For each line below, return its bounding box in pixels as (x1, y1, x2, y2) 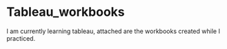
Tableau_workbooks (6, 4, 125, 20)
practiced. (6, 34, 36, 42)
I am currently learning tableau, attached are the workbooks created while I (6, 27, 220, 35)
